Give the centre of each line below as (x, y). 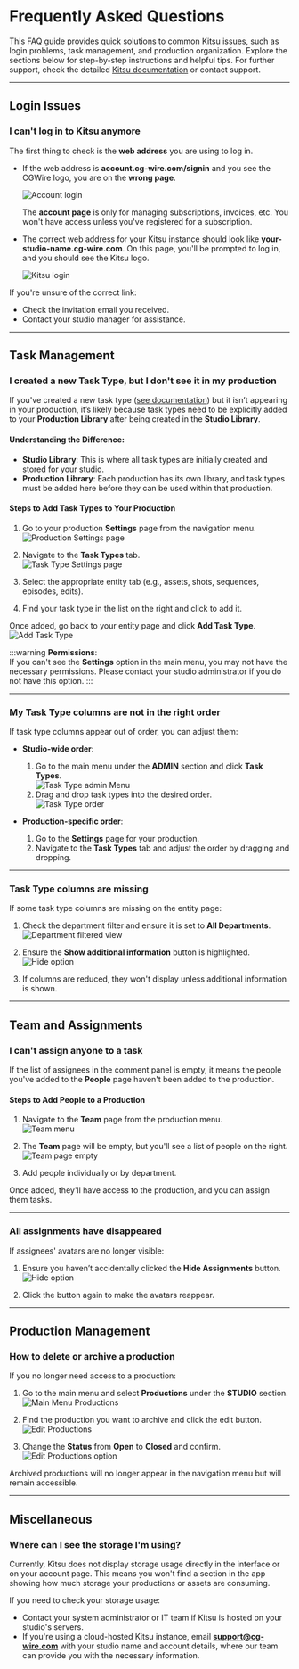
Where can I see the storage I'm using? (95, 1544)
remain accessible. (44, 1483)
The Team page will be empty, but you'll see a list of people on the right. (155, 1147)
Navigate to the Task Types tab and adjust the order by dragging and (162, 848)
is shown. (40, 989)
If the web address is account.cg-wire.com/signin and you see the (146, 168)
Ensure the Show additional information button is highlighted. (136, 952)
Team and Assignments (76, 1025)
